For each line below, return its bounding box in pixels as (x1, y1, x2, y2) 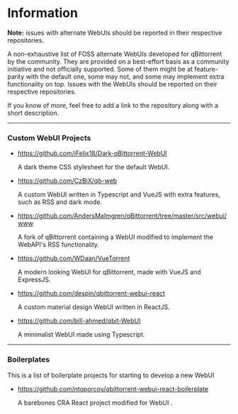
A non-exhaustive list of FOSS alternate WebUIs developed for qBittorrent (7, 50, 222, 58)
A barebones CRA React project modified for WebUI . (17, 398, 173, 407)
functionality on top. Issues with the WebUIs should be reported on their (7, 79, 217, 88)
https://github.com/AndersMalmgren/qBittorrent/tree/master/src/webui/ (17, 211, 227, 220)
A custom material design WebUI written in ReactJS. (17, 303, 170, 311)
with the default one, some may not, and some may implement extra (25, 72, 225, 81)
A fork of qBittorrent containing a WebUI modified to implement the (17, 233, 214, 242)
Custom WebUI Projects (7, 133, 91, 142)
